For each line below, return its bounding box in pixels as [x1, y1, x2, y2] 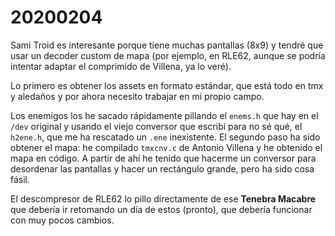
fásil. [10, 173, 31, 185]
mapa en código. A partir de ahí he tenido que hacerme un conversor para [10, 152, 317, 164]
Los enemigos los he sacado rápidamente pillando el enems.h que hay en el [10, 109, 319, 121]
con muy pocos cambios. [10, 214, 115, 226]
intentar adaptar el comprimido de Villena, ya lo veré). [10, 60, 232, 72]
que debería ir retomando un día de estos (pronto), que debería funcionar [10, 203, 313, 215]
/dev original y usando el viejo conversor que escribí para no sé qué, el [10, 120, 303, 132]
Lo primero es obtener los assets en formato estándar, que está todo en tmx [10, 79, 324, 91]
